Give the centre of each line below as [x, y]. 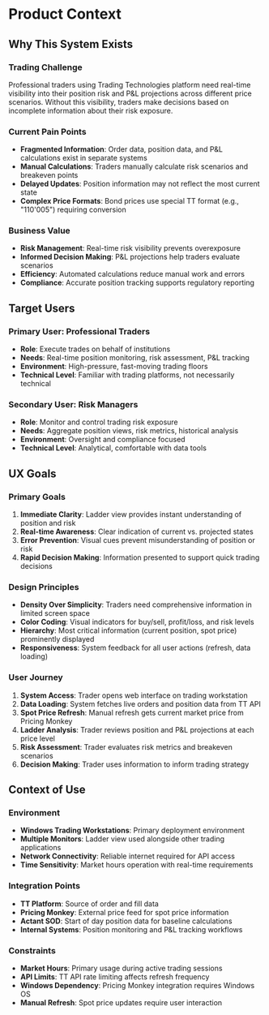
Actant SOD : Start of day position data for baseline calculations [126, 921]
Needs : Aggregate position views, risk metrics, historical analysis [129, 431]
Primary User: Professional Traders [79, 331]
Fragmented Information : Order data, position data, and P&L [121, 149]
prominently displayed [57, 639]
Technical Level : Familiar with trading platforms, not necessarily [127, 375]
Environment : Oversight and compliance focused [102, 440]
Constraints [32, 950]
